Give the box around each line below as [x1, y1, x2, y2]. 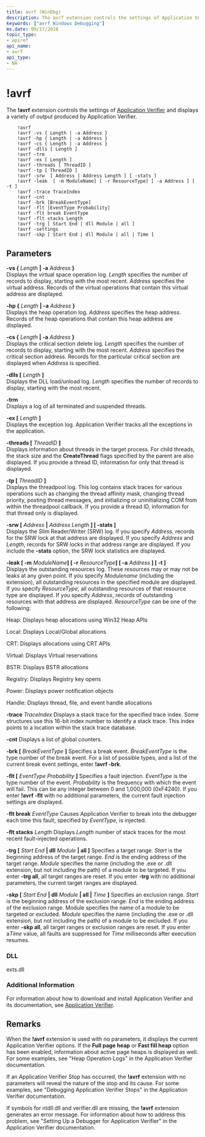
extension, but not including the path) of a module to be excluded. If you [6, 917, 188, 924]
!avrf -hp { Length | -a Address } [17, 136, 108, 142]
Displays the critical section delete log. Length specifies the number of [6, 340, 184, 347]
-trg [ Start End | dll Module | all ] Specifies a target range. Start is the [6, 847, 182, 854]
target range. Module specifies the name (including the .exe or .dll [6, 860, 172, 867]
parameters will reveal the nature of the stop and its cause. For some [6, 1079, 179, 1087]
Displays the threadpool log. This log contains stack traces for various [6, 484, 182, 491]
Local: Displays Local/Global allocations [6, 628, 107, 636]
